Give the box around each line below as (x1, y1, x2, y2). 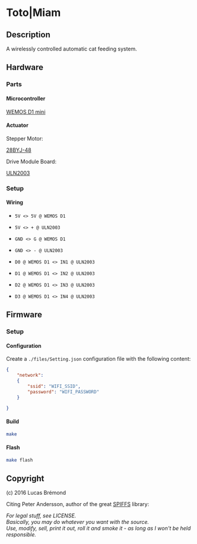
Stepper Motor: (6, 135, 43, 142)
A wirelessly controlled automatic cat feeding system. (6, 45, 138, 52)
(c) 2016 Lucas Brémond (6, 489, 66, 497)
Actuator (6, 122, 28, 129)
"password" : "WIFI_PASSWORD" (27, 389, 100, 395)
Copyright (6, 473, 45, 483)
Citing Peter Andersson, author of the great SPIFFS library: (6, 501, 150, 508)
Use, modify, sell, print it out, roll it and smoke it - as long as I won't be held (6, 525, 191, 532)
